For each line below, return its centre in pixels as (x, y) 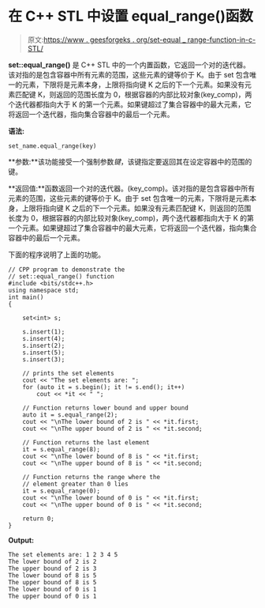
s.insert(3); (44, 359)
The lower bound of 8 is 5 (52, 575)
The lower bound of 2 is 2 (52, 561)
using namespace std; (44, 290)
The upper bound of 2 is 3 (52, 568)
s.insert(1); (44, 332)
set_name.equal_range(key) (52, 146)
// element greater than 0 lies (75, 484)
